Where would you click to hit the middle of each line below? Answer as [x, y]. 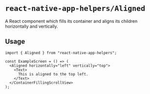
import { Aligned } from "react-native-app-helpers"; [61, 53]
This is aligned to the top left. [53, 74]
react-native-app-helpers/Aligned [75, 9]
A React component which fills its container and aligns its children [71, 21]
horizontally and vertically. [32, 26]
